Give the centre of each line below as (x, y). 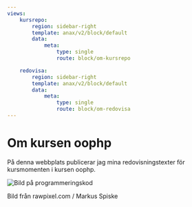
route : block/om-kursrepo (93, 58)
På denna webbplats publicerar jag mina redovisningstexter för (96, 162)
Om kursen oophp (60, 143)
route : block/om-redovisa (93, 109)
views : (17, 13)
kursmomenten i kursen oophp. (52, 169)
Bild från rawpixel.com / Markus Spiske (63, 196)
